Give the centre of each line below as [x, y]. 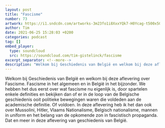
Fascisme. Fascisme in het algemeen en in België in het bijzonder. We [75, 84]
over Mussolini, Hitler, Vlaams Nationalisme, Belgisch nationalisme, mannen [82, 110]
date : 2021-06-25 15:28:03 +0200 [39, 32]
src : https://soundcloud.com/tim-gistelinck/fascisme [66, 55]
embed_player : [20, 46]
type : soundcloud [27, 51]
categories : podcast [26, 37]
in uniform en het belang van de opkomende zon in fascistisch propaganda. [82, 115]
